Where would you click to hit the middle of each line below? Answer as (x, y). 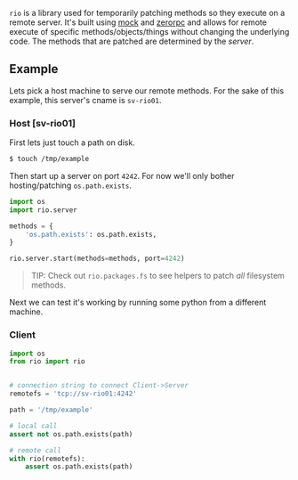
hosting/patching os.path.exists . (70, 185)
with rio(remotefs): (48, 459)
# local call (33, 426)
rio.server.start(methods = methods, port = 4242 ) (97, 259)
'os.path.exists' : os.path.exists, (91, 234)
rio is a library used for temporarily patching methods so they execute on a (147, 13)
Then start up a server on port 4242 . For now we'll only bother (122, 175)
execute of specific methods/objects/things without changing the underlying (149, 32)
